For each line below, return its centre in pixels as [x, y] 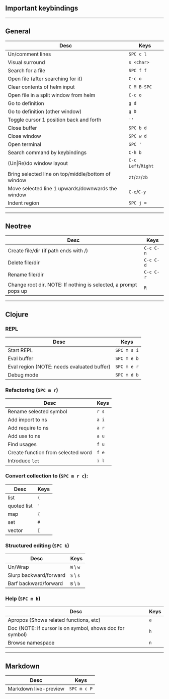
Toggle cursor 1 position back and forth [55, 120]
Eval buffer [21, 359]
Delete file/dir [24, 263]
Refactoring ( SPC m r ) [32, 390]
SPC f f [138, 70]
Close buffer [22, 128]
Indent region [23, 203]
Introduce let [24, 461]
